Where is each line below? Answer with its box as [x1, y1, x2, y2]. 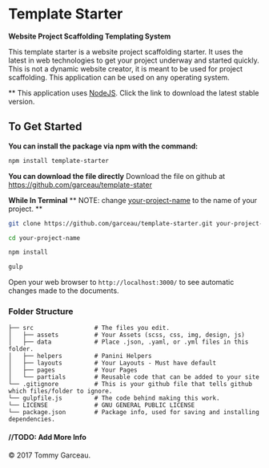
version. [8, 96, 35, 106]
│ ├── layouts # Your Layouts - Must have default [8, 359, 217, 368]
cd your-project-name [8, 234, 81, 242]
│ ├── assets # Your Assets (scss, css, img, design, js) [8, 331, 246, 340]
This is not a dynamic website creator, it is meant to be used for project [8, 63, 243, 73]
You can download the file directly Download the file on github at [8, 171, 226, 181]
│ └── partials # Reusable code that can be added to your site [8, 373, 260, 381]
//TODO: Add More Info [8, 433, 86, 442]
